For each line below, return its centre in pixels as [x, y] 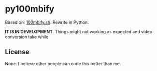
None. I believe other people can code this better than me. [63, 63]
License [17, 52]
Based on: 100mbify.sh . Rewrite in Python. [47, 22]
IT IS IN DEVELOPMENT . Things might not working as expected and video [79, 31]
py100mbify [30, 9]
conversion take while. [27, 37]
